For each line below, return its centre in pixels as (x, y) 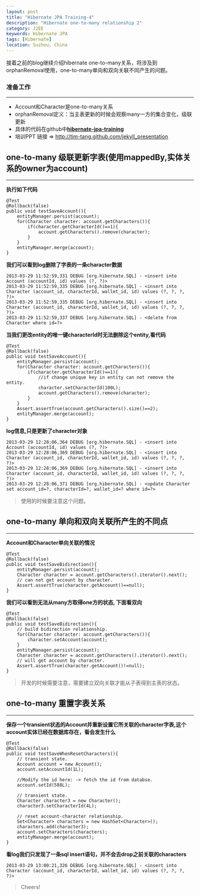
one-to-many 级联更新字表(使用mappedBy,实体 (95, 157)
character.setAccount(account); (68, 639)
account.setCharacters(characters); (62, 832)
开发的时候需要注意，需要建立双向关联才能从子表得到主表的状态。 (101, 683)
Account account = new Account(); (60, 764)
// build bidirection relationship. (62, 629)
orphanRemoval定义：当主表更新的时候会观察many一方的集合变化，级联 (103, 114)
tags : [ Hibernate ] (29, 39)
